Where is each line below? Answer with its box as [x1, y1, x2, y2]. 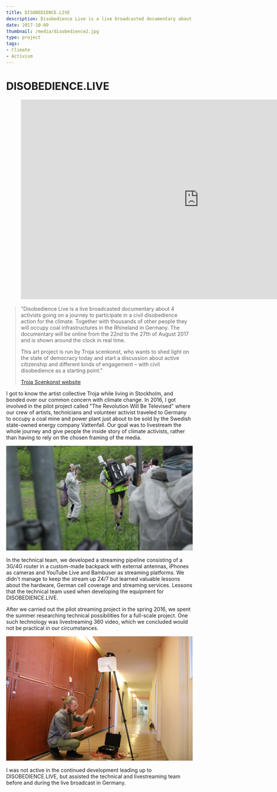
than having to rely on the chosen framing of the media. [6, 434, 142, 441]
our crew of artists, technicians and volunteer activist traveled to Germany [6, 408, 187, 416]
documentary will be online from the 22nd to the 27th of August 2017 [20, 330, 189, 337]
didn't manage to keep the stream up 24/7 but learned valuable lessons [6, 575, 181, 582]
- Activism [6, 53, 33, 59]
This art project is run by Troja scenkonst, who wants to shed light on [20, 348, 189, 355]
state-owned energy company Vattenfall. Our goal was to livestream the [6, 421, 182, 429]
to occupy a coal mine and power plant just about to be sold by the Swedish [6, 415, 191, 422]
